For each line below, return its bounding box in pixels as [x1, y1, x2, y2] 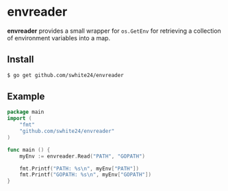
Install [7, 54, 34, 65]
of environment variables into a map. [7, 33, 111, 42]
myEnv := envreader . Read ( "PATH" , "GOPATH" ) [19, 153, 146, 160]
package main [7, 108, 45, 116]
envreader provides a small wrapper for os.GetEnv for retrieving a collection [7, 27, 221, 35]
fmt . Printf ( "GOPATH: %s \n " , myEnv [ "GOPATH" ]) [19, 171, 152, 178]
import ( [7, 115, 32, 122]
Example [7, 91, 45, 102]
